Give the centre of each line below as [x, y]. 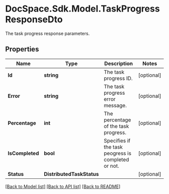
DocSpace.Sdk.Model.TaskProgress [82, 9]
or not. [112, 166]
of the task [116, 126]
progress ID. [118, 78]
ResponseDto [34, 19]
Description [119, 63]
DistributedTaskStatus [71, 174]
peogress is [118, 153]
